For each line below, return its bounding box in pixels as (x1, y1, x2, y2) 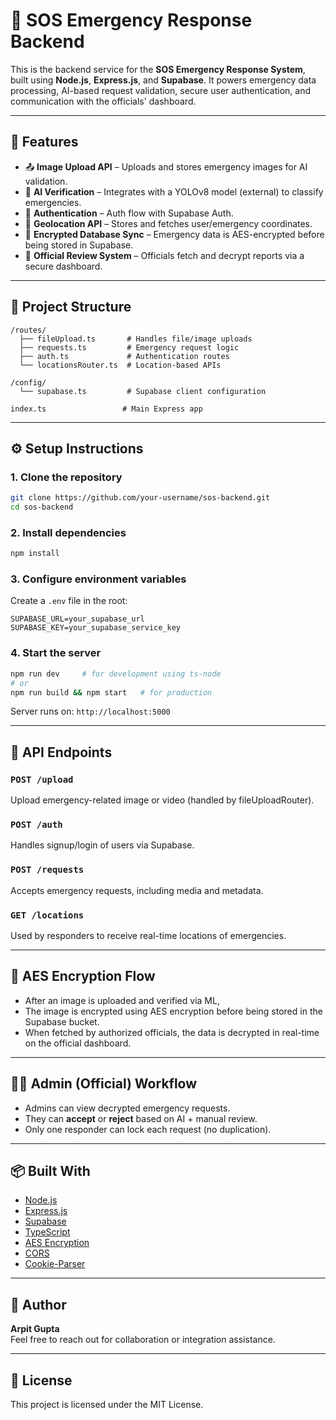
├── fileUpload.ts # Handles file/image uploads (19, 334, 253, 344)
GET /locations (10, 909, 85, 921)
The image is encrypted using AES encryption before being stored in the (24, 1005, 323, 1017)
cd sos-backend (10, 502, 74, 513)
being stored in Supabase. (24, 239, 134, 251)
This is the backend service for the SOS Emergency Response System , (10, 63, 306, 75)
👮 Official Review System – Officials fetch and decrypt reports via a (24, 249, 305, 261)
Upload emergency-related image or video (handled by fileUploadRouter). (10, 794, 315, 806)
